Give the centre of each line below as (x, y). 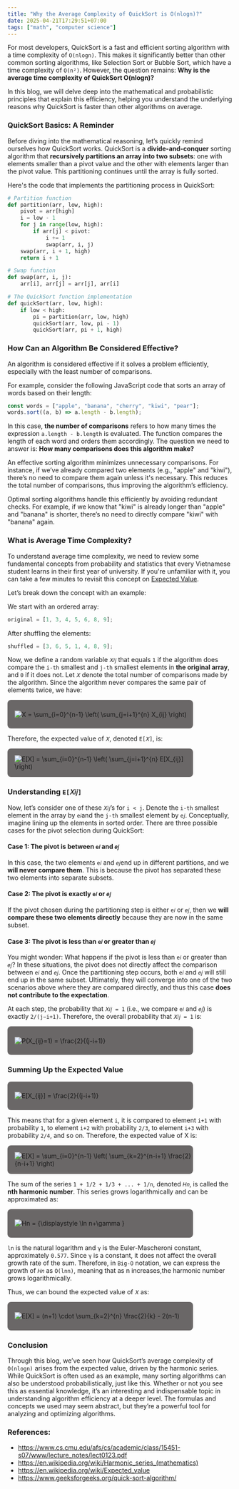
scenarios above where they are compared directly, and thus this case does (119, 987)
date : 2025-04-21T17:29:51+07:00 (57, 21)
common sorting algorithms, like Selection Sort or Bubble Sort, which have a (119, 63)
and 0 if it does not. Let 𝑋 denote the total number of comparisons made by (118, 675)
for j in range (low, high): (62, 225)
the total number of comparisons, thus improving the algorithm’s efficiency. (118, 485)
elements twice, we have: (45, 690)
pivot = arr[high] (47, 211)
